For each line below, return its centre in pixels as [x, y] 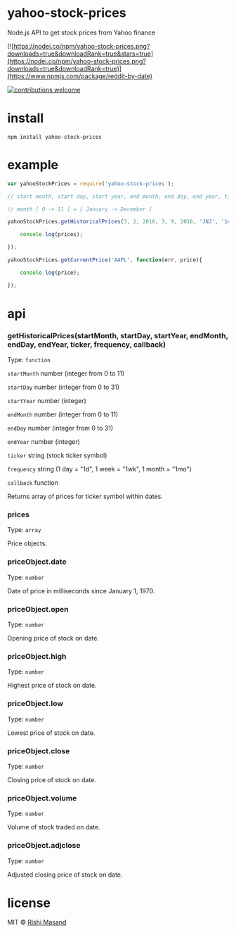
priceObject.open [38, 609]
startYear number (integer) [47, 401]
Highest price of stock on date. [52, 686]
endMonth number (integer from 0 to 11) [63, 414]
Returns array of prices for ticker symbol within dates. [85, 496]
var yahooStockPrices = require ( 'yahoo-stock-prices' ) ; [91, 184]
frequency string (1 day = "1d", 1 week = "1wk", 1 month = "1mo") [99, 469]
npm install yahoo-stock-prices [54, 137]
